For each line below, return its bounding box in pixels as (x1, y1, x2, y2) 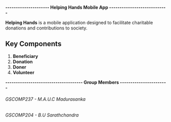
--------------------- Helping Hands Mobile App (5, 5, 109, 10)
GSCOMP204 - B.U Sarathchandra (5, 112, 79, 118)
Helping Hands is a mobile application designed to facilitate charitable (5, 20, 153, 25)
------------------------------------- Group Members (5, 79, 119, 85)
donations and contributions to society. (5, 25, 88, 31)
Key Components (5, 40, 62, 48)
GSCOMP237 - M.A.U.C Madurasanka (5, 96, 86, 102)
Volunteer (12, 69, 35, 75)
